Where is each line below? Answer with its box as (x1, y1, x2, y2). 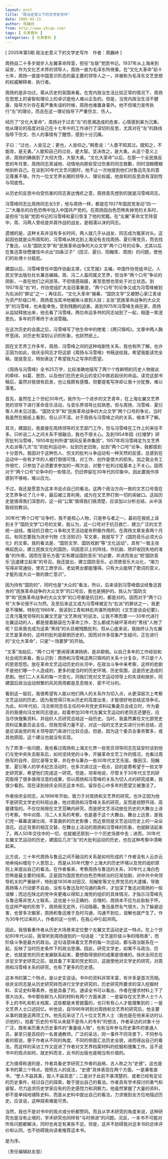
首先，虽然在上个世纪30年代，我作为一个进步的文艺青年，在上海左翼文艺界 (5, 395, 160, 401)
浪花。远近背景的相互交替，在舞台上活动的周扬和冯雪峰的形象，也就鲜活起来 (5, 824, 163, 830)
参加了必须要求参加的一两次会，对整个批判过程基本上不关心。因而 (26, 462, 163, 468)
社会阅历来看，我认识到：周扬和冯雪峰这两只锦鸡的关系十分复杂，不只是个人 (5, 655, 163, 661)
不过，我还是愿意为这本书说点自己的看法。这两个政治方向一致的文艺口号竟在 (5, 485, 163, 491)
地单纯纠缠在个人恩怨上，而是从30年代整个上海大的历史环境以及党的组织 (5, 860, 155, 866)
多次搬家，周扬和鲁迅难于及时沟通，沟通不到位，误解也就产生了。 (22, 910, 158, 916)
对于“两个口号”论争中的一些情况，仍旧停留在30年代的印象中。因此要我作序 (5, 468, 159, 475)
